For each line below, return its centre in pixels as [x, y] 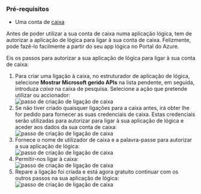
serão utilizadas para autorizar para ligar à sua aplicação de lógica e [99, 121]
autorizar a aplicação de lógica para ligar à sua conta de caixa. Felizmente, [98, 40]
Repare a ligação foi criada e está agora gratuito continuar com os [97, 172]
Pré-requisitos [28, 9]
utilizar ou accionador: [43, 95]
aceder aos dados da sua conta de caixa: [66, 127]
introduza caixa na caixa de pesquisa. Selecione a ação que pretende [101, 89]
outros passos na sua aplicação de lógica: [67, 178]
